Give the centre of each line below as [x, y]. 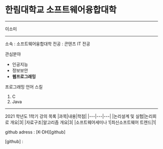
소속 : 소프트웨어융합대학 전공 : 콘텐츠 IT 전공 [48, 44]
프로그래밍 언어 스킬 [24, 87]
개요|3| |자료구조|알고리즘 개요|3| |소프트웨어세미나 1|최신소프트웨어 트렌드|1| [83, 122]
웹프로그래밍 [24, 76]
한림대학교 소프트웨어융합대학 [61, 10]
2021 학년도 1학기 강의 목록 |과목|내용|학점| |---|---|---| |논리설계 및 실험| [75, 116]
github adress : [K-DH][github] [35, 132]
